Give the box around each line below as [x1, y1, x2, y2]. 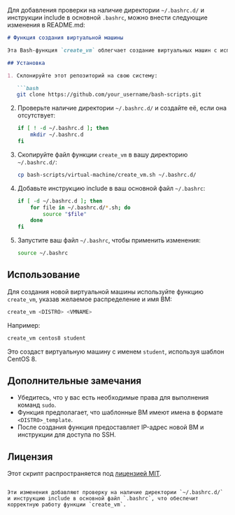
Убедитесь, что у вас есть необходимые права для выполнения [17, 393, 209, 402]
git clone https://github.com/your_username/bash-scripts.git [16, 91, 201, 99]
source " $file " [43, 210, 87, 217]
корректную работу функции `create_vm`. [7, 501, 127, 509]
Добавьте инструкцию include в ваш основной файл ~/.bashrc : [17, 184, 206, 192]
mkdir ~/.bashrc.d [30, 131, 84, 138]
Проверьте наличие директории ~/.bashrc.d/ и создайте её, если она [17, 104, 227, 113]
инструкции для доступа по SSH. [17, 430, 117, 439]
